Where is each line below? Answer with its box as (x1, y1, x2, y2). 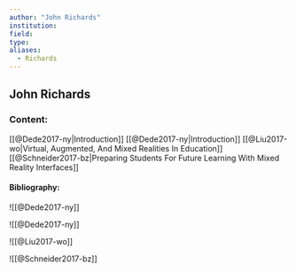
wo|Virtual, (9, 143, 49, 153)
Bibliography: (9, 183, 60, 193)
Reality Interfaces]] (9, 161, 80, 173)
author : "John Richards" (9, 12, 101, 22)
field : (9, 29, 34, 38)
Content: (9, 113, 49, 126)
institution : (9, 21, 58, 30)
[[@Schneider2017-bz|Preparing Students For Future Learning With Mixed (9, 152, 280, 163)
